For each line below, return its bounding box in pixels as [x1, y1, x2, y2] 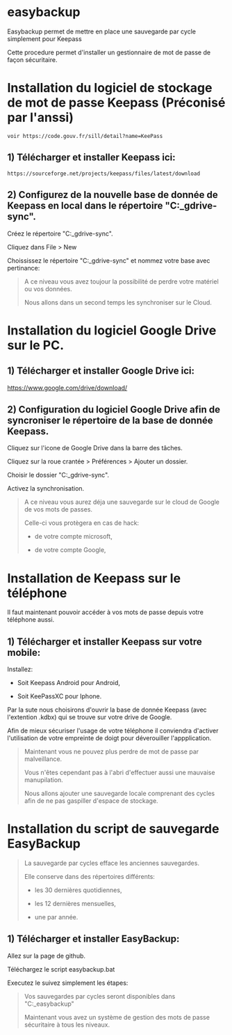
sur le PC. [7, 337, 65, 353]
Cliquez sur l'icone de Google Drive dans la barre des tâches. [7, 444, 183, 452]
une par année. [34, 913, 78, 921]
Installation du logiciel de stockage [7, 80, 213, 96]
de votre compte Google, [34, 546, 106, 554]
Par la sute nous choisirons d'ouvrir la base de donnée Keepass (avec [7, 705, 207, 714]
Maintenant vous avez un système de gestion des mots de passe [24, 1013, 210, 1021]
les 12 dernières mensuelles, [34, 900, 117, 907]
